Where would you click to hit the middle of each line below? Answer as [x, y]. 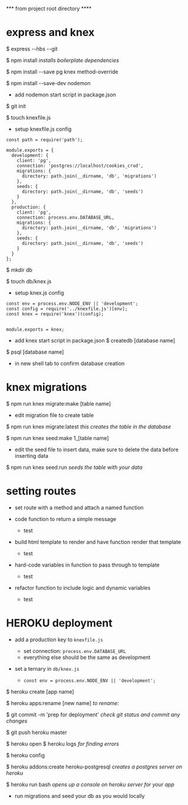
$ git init [16, 106]
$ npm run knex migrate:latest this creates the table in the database [89, 426]
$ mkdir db [19, 270]
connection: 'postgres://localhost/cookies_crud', [80, 166]
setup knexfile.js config [43, 129]
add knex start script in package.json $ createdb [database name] [95, 340]
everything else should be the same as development [87, 657]
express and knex [50, 33]
